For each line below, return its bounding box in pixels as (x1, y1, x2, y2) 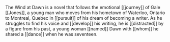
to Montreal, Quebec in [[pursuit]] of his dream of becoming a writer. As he (5, 15, 162, 21)
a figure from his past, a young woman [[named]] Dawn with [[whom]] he (5, 26, 159, 32)
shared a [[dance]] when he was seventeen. (5, 31, 98, 37)
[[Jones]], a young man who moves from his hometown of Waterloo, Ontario (5, 10, 165, 16)
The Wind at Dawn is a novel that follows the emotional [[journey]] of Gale (5, 5, 160, 10)
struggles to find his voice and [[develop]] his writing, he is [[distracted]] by (5, 20, 164, 26)
